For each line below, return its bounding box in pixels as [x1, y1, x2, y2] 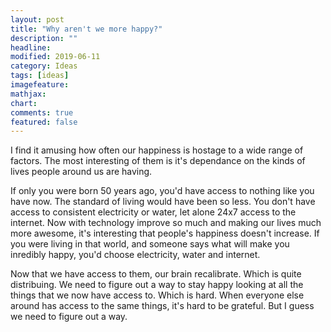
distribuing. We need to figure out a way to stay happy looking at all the [10, 279, 304, 291]
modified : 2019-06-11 [10, 52, 101, 62]
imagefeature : [10, 80, 70, 90]
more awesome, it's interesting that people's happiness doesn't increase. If [10, 227, 320, 240]
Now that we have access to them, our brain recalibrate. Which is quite [10, 268, 302, 280]
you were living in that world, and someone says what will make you [10, 238, 290, 250]
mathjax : [10, 89, 47, 99]
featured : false [10, 117, 78, 127]
